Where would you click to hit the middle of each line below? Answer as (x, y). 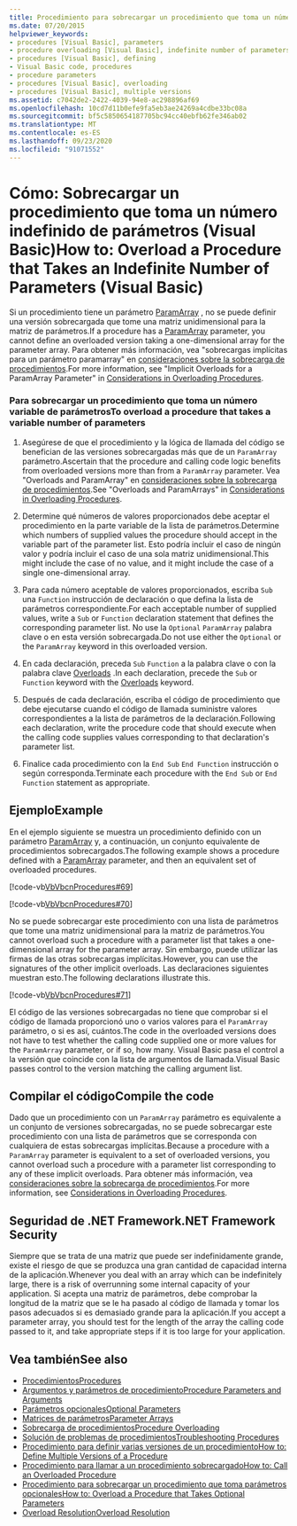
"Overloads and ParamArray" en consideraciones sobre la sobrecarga (149, 480)
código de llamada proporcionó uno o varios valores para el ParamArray (138, 1021)
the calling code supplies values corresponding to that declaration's (145, 737)
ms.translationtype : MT (53, 125)
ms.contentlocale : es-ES (55, 133)
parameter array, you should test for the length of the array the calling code (147, 1322)
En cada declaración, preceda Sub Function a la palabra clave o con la (149, 663)
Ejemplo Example (56, 811)
